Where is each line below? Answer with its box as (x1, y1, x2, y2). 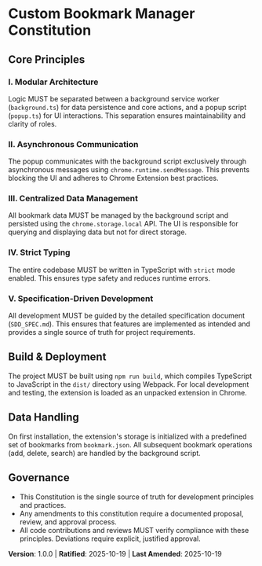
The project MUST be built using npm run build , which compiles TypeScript (8, 371, 253, 380)
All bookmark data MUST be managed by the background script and (8, 211, 229, 220)
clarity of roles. (8, 119, 57, 128)
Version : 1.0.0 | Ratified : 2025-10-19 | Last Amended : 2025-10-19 (8, 549, 222, 558)
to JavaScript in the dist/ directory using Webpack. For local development (8, 379, 249, 389)
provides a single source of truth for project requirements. (8, 328, 196, 337)
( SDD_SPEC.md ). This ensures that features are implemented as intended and (8, 319, 251, 329)
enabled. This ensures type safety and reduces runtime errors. (8, 273, 210, 283)
